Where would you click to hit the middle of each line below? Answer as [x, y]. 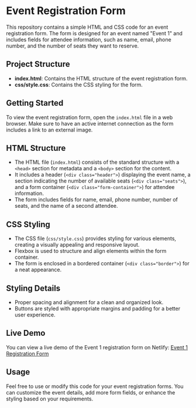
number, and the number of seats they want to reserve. [73, 46]
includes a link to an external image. [49, 130]
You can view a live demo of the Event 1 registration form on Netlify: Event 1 [97, 347]
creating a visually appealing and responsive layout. [77, 245]
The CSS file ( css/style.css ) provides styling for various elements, [95, 238]
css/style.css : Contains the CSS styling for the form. [79, 85]
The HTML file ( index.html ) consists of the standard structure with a [97, 162]
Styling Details [33, 288]
